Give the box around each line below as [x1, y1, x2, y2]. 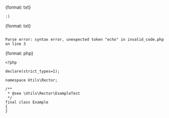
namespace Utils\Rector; [5, 78, 58, 83]
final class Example [5, 100, 49, 105]
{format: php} [5, 50, 34, 56]
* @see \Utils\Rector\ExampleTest [7, 91, 80, 96]
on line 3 [5, 41, 26, 46]
